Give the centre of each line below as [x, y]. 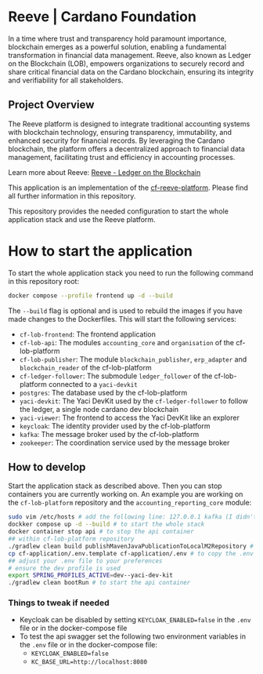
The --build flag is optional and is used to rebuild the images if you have [125, 311]
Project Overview [51, 105]
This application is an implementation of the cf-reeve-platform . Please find [128, 188]
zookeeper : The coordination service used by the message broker [124, 443]
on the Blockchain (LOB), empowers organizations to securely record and [126, 64]
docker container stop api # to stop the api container [101, 532]
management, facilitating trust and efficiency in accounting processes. [122, 157]
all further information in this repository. [72, 195]
